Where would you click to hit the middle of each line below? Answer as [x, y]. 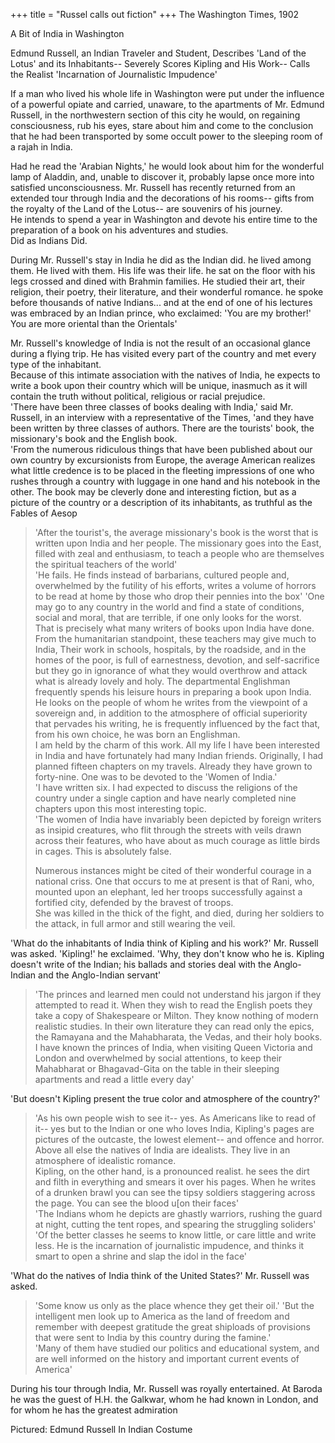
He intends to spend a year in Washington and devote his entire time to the [164, 219]
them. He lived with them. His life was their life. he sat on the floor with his [163, 270]
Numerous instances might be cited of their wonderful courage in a [173, 870]
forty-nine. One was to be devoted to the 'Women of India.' [156, 777]
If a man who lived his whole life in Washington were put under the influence [167, 93]
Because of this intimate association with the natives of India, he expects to [165, 375]
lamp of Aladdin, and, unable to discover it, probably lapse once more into [162, 177]
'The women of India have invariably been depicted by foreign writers [178, 819]
